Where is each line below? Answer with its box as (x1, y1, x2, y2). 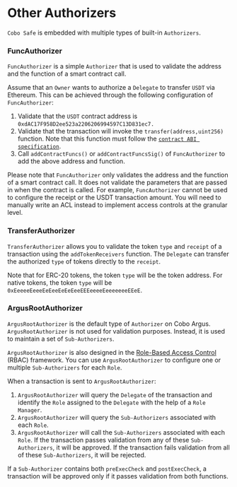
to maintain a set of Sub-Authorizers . (7, 334, 115, 343)
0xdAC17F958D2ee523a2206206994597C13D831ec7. (17, 121, 154, 128)
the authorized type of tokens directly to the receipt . (7, 257, 161, 266)
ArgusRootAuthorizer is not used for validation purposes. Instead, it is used (7, 327, 225, 335)
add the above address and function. (17, 157, 125, 165)
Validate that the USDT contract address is (17, 112, 138, 121)
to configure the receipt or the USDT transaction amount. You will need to (7, 193, 221, 202)
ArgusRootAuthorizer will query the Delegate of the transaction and (17, 390, 212, 399)
